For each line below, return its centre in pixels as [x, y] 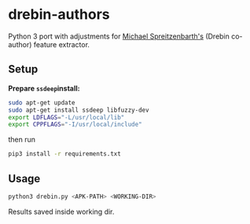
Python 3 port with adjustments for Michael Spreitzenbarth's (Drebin [119, 36]
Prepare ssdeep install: [44, 88]
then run [22, 140]
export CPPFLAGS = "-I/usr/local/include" [75, 125]
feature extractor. [62, 44]
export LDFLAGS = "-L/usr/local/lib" [66, 117]
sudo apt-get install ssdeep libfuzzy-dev [79, 110]
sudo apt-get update [42, 103]
